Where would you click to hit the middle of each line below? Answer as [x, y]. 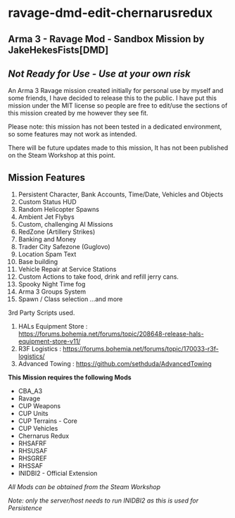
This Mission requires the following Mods [70, 377]
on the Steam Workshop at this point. [62, 156]
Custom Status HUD [47, 202]
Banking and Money [47, 239]
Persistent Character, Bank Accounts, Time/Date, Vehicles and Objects [121, 194]
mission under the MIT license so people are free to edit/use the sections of [118, 106]
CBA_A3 [30, 391]
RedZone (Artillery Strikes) [57, 232]
